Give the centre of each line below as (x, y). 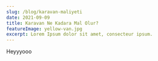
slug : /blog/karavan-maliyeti (44, 12)
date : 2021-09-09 (28, 18)
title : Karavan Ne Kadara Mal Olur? (52, 23)
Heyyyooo (19, 51)
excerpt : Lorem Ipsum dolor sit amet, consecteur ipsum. (80, 34)
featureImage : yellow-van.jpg (44, 29)
